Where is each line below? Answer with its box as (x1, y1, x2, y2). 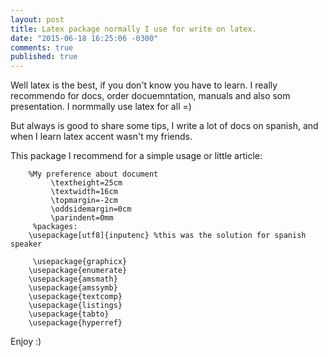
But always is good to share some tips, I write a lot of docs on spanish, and (10, 120, 319, 132)
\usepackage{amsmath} (28, 274, 118, 285)
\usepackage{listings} (28, 301, 123, 311)
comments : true (10, 42, 74, 53)
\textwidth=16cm (50, 187, 118, 197)
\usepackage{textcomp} (28, 292, 123, 302)
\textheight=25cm (50, 178, 123, 188)
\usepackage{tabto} (28, 309, 110, 320)
